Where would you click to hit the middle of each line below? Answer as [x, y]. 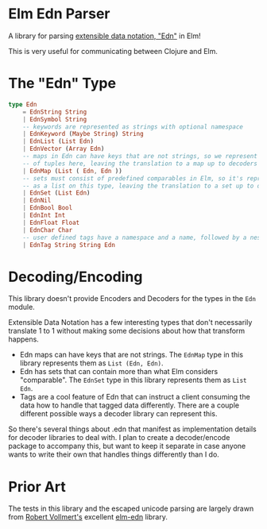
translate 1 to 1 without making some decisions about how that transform [127, 331]
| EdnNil [37, 201]
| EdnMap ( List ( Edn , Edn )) [73, 171]
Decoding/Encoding [75, 277]
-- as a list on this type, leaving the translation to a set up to [138, 186]
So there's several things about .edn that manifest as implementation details [132, 429]
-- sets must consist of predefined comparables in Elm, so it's [133, 178]
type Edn [23, 104]
